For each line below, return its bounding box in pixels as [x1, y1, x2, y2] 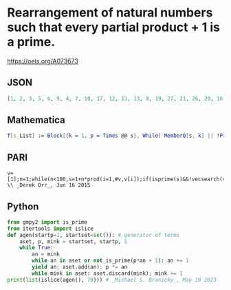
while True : [19, 245, 54, 251]
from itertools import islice [7, 225, 94, 232]
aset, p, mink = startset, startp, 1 [19, 238, 128, 245]
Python [7, 200, 39, 212]
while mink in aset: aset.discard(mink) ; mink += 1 [32, 270, 184, 277]
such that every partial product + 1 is [7, 19, 221, 35]
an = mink [32, 251, 60, 258]
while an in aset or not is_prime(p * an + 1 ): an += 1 [32, 257, 189, 265]
